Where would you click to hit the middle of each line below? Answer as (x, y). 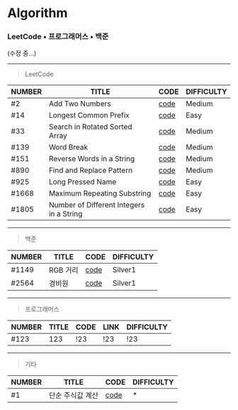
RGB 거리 (64, 270)
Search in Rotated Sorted (90, 127)
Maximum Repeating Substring (100, 193)
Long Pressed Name (83, 182)
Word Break (68, 147)
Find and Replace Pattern (91, 171)
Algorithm (38, 13)
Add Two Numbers (80, 104)
